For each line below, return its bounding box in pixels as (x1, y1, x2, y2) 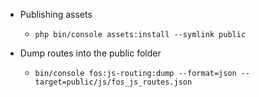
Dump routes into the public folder (19, 47, 162, 59)
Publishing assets (19, 9, 93, 20)
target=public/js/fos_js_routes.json (34, 77, 193, 87)
